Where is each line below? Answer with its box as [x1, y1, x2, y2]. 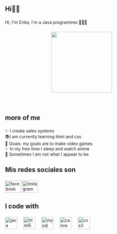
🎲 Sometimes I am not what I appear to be [5, 151, 89, 157]
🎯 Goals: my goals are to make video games [5, 141, 93, 146]
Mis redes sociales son [5, 165, 76, 174]
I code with [5, 202, 39, 211]
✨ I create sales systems [5, 128, 54, 134]
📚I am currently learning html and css [5, 134, 82, 140]
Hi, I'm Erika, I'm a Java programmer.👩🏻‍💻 [5, 19, 87, 25]
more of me [5, 113, 40, 122]
